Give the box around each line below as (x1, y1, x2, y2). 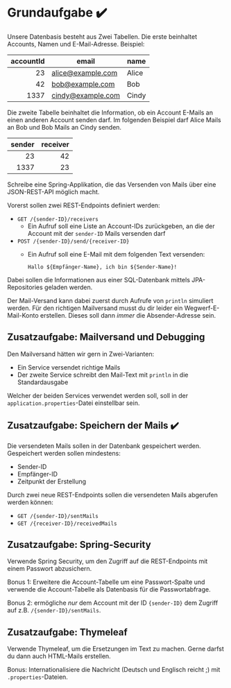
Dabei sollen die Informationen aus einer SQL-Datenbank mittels (7, 275, 191, 284)
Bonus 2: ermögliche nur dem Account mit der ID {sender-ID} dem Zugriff (7, 599, 219, 607)
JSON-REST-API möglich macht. (7, 187, 100, 196)
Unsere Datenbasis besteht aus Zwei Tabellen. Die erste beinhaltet (7, 32, 198, 41)
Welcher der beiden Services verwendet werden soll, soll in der (7, 391, 189, 399)
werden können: (7, 498, 54, 506)
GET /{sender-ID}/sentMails (17, 513, 99, 519)
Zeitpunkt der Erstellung (17, 477, 87, 485)
